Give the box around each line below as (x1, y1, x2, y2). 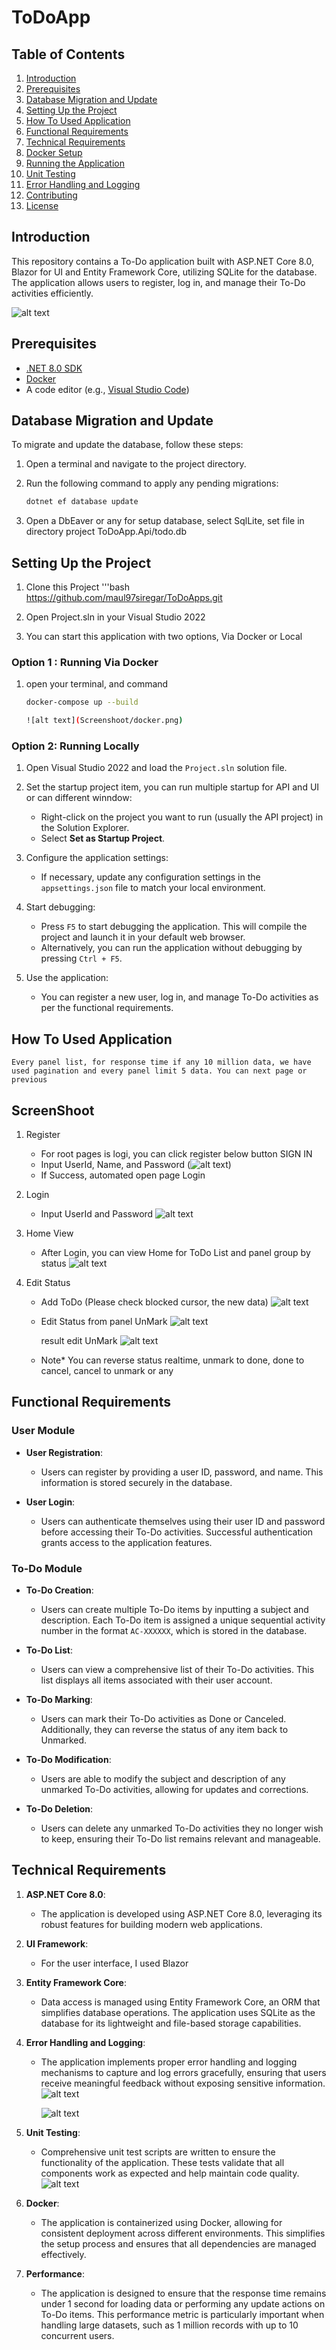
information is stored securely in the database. (40, 1476, 233, 1488)
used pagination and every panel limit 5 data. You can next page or (11, 1066, 308, 1076)
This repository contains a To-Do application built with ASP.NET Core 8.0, (11, 255, 315, 267)
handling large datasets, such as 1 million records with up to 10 (40, 2319, 299, 2331)
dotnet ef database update (25, 497, 139, 507)
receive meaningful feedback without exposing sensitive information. (40, 2077, 326, 2089)
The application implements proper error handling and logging (40, 2056, 298, 2068)
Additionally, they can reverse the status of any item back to (40, 1724, 289, 1736)
